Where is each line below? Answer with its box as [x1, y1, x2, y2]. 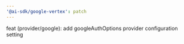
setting [6, 31, 23, 38]
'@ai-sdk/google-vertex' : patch [6, 8, 87, 15]
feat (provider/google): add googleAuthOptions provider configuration [6, 25, 178, 32]
